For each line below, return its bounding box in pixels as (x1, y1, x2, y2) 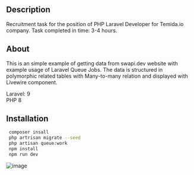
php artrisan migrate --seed (8, 135, 81, 141)
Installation (6, 114, 49, 124)
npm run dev (8, 151, 39, 157)
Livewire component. (6, 78, 58, 85)
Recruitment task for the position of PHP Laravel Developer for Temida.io (6, 20, 184, 27)
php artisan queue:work (8, 141, 68, 147)
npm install (8, 146, 39, 152)
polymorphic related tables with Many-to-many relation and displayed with (6, 72, 189, 79)
